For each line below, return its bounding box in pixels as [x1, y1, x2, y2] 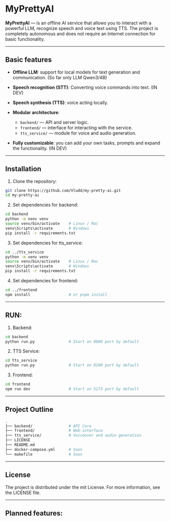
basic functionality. [5, 36, 45, 42]
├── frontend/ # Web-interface [5, 428, 103, 433]
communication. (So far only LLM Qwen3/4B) [12, 74, 107, 80]
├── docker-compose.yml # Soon [5, 447, 82, 452]
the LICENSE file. [5, 490, 41, 496]
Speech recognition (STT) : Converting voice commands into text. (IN [12, 84, 158, 90]
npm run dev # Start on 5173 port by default [5, 386, 139, 392]
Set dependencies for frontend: [12, 278, 78, 284]
